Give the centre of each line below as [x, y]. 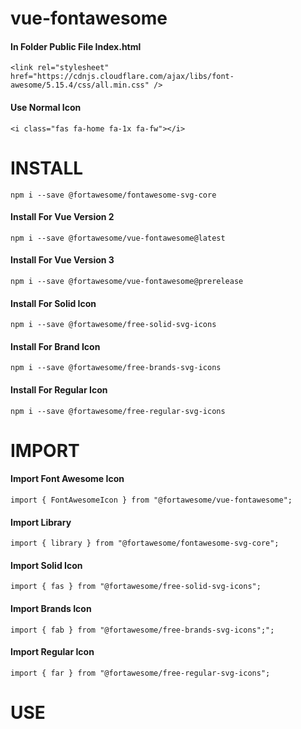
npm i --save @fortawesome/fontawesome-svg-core [113, 195]
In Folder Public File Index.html [76, 46]
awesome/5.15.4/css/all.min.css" [80, 85]
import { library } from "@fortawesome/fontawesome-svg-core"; [145, 543]
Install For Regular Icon [59, 389]
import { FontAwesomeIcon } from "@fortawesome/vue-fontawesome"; [151, 500]
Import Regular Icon [52, 652]
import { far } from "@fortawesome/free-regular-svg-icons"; [140, 673]
